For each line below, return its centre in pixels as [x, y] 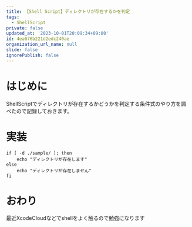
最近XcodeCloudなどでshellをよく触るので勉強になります [75, 218]
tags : [13, 17]
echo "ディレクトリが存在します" [52, 159]
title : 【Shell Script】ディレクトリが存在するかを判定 [68, 11]
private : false [25, 28]
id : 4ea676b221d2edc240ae [38, 39]
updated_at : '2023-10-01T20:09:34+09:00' [58, 34]
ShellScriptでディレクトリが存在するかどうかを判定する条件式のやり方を [94, 104]
